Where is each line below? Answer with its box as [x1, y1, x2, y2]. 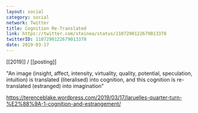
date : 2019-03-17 [6, 42, 49, 48]
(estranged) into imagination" [32, 82, 104, 89]
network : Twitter [6, 20, 49, 26]
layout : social [6, 8, 44, 15]
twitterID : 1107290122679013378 [6, 36, 86, 42]
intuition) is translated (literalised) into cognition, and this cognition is [6, 76, 176, 83]
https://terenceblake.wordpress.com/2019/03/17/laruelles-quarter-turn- [6, 93, 182, 101]
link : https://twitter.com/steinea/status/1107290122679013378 [6, 31, 167, 37]
